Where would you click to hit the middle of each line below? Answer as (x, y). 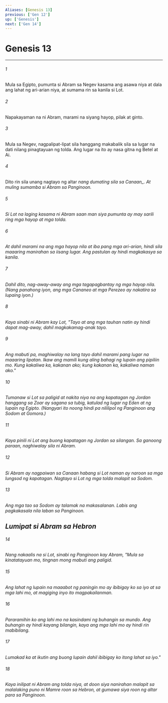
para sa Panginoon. (25, 695)
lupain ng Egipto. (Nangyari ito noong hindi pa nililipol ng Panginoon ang (80, 408)
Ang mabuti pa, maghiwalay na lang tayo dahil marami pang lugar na (77, 355)
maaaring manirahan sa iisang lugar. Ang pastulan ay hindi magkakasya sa (83, 252)
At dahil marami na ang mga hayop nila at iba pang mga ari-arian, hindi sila (84, 247)
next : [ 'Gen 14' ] (23, 24)
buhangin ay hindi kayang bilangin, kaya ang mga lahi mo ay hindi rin (77, 625)
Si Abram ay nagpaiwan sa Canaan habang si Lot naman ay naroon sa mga (84, 473)
